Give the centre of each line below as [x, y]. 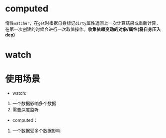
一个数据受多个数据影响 [36, 131]
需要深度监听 [25, 110]
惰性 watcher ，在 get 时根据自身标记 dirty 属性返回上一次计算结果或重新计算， [83, 23]
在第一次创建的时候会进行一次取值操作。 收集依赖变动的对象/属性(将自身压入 [83, 29]
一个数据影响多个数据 [34, 103]
